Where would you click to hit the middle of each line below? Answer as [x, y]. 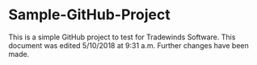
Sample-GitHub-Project [90, 15]
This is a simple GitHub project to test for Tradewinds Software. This [122, 37]
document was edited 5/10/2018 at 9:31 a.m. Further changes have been [128, 45]
